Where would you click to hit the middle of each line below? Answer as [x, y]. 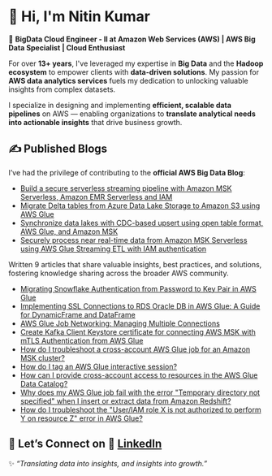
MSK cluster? [42, 357]
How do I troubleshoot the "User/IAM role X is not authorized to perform [140, 409]
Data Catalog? [44, 383]
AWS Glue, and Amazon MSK [69, 232]
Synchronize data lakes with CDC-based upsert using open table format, [142, 223]
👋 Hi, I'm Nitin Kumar [79, 17]
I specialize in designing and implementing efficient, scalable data [120, 105]
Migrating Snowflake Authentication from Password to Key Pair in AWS [138, 288]
